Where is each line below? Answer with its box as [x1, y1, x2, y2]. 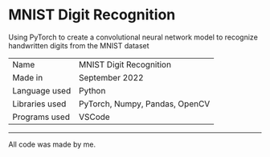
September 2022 [79, 72, 144, 83]
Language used [12, 85, 72, 96]
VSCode [79, 111, 110, 122]
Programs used [12, 111, 71, 122]
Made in [12, 72, 43, 83]
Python [79, 85, 106, 96]
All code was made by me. [8, 139, 96, 149]
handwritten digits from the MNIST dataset [8, 40, 150, 50]
